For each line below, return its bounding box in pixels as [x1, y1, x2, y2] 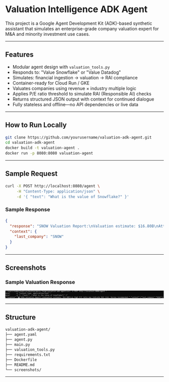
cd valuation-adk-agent [5, 140, 55, 145]
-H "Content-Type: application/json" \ [16, 188, 100, 194]
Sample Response [5, 206, 50, 213]
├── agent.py [5, 337, 33, 342]
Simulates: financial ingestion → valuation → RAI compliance [12, 74, 138, 80]
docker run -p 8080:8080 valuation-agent [5, 151, 94, 156]
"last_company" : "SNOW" [14, 234, 64, 240]
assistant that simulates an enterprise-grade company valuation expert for [5, 25, 159, 31]
